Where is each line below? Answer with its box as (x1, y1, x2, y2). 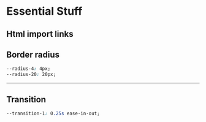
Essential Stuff (6, 4, 83, 18)
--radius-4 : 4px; (6, 66, 51, 72)
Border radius (6, 49, 60, 59)
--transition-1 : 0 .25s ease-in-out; (6, 110, 100, 116)
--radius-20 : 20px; (6, 72, 56, 78)
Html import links (6, 29, 74, 39)
